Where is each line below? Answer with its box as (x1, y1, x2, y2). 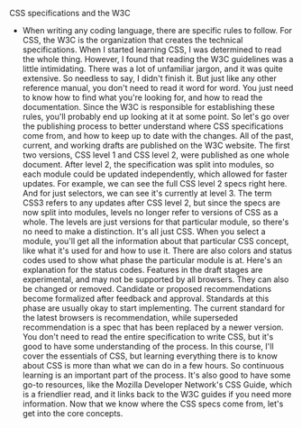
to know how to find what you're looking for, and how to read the (22, 92, 263, 103)
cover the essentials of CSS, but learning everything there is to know (22, 351, 278, 361)
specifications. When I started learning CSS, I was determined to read (22, 44, 282, 55)
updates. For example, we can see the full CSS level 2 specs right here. (22, 178, 288, 188)
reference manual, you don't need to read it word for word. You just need (22, 83, 294, 93)
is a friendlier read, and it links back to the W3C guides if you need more (22, 389, 292, 399)
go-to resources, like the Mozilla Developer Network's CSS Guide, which (22, 379, 293, 390)
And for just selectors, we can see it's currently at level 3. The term (22, 188, 272, 198)
